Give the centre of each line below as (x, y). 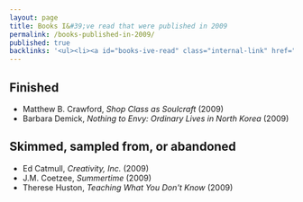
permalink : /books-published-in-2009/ (82, 34)
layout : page (34, 18)
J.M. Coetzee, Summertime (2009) (87, 178)
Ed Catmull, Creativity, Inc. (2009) (86, 168)
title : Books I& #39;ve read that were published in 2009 (119, 26)
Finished (34, 88)
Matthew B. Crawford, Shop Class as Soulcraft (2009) (123, 109)
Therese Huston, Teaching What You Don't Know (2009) (128, 187)
